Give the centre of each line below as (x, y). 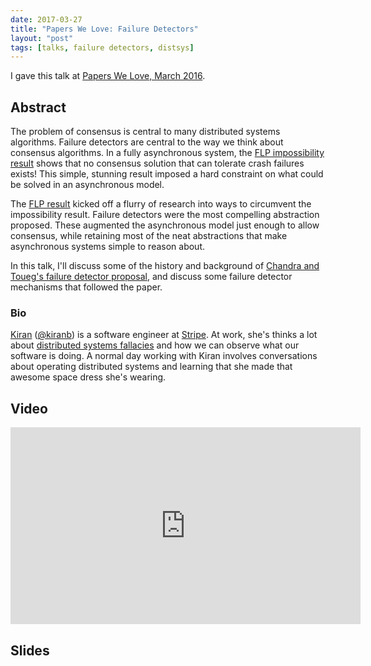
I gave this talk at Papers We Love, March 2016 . (108, 76)
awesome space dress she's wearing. (88, 377)
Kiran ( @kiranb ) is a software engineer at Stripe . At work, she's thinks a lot (164, 335)
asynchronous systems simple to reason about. (108, 247)
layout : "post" (42, 38)
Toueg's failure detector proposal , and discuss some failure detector (151, 277)
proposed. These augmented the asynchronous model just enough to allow (165, 225)
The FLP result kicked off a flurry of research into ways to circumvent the (161, 204)
